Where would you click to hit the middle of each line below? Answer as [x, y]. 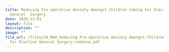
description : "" [22, 28]
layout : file [19, 24]
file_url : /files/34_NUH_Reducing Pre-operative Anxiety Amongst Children [85, 38]
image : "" [16, 33]
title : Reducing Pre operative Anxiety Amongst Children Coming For [78, 10]
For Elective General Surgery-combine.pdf [55, 42]
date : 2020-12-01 [23, 19]
